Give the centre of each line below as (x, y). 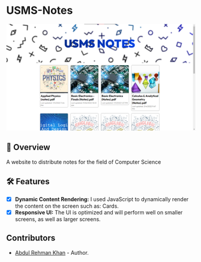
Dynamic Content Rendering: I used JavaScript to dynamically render (102, 199)
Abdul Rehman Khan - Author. (52, 252)
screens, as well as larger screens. (58, 219)
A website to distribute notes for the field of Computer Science (84, 162)
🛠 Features (28, 182)
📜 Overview (28, 147)
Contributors (31, 238)
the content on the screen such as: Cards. (67, 206)
